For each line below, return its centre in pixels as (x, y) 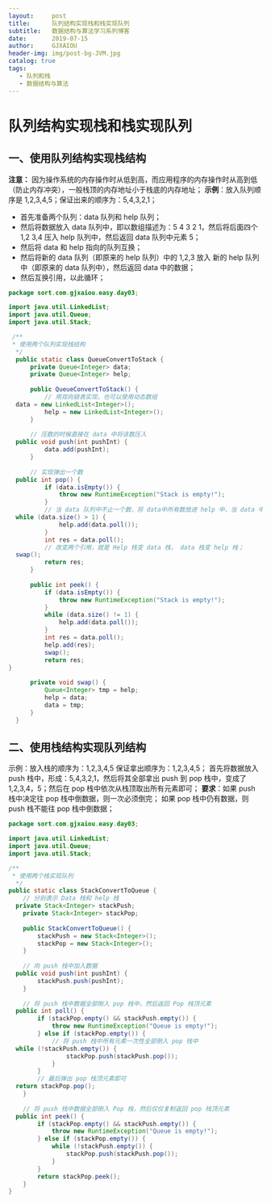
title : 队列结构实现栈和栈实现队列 (69, 23)
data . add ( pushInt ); (77, 450)
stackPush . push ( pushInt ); (81, 981)
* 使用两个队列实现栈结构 (49, 344)
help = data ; (66, 698)
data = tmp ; (64, 705)
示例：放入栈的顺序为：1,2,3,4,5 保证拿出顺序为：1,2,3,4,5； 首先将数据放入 (133, 768)
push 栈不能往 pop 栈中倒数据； (61, 808)
